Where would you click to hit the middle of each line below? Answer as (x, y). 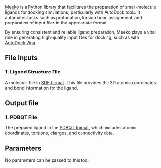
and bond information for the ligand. (41, 88)
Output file (22, 103)
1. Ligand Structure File (33, 72)
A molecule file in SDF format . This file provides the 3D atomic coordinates (80, 82)
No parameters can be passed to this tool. (48, 160)
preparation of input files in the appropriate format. (56, 23)
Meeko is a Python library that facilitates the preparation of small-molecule (80, 7)
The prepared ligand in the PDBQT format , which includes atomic (71, 128)
